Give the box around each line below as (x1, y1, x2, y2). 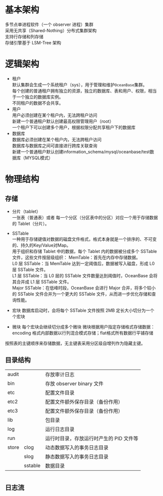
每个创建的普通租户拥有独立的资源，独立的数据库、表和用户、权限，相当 (12, 88, 157, 94)
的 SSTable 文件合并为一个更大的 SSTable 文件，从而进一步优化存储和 (12, 291, 152, 297)
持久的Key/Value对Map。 (20, 242, 71, 248)
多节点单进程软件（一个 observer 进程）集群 (5, 21, 94, 27)
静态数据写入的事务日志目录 (45, 453, 109, 460)
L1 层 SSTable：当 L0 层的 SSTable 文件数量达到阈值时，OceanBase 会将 (12, 272, 158, 278)
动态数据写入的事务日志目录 (45, 444, 109, 451)
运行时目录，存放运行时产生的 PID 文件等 (45, 435, 139, 441)
